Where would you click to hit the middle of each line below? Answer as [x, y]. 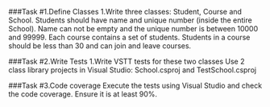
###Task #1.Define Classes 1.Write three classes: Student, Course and [125, 12]
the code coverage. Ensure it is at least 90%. [83, 94]
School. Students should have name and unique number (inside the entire [130, 20]
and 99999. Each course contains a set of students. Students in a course [129, 37]
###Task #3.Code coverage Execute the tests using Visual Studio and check [135, 85]
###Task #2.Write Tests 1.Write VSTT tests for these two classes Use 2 [127, 61]
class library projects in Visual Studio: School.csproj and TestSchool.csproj [132, 70]
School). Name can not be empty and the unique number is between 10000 [133, 29]
